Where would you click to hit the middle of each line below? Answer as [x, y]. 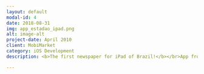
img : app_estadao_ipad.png [40, 29]
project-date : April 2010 [39, 40]
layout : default [27, 12]
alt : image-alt [25, 34]
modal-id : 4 [21, 17]
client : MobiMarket [31, 46]
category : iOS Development [40, 51]
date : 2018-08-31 [28, 23]
